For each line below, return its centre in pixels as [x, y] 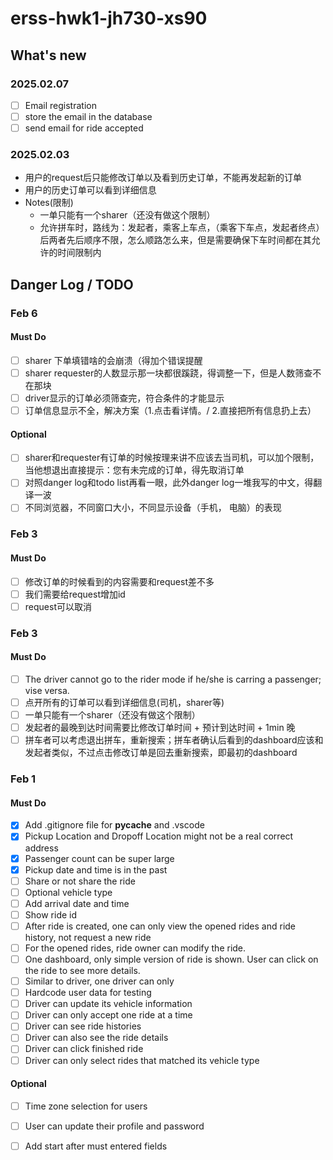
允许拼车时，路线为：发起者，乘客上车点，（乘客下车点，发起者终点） [182, 228]
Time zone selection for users [86, 1106]
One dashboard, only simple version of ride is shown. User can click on [171, 959]
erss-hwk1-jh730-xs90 [109, 18]
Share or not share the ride [80, 881]
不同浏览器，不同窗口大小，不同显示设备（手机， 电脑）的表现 [153, 508]
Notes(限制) [49, 203]
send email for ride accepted [84, 128]
